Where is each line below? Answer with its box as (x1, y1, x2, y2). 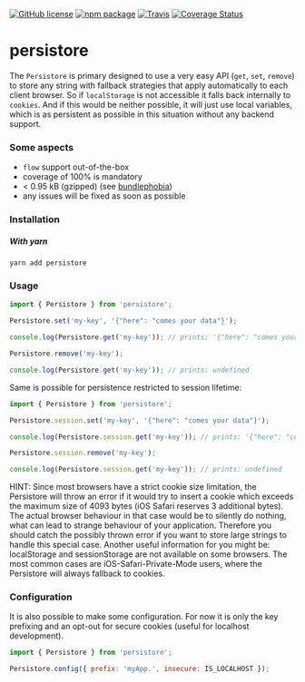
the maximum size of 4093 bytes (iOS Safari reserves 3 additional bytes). (9, 501, 284, 511)
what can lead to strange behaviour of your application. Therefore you (9, 520, 272, 531)
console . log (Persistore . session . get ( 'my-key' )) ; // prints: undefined (9, 465, 282, 474)
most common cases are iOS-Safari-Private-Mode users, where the (9, 559, 263, 570)
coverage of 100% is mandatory (22, 171, 143, 182)
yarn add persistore (9, 258, 88, 268)
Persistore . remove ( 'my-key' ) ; (9, 349, 124, 358)
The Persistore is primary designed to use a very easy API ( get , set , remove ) (9, 70, 295, 81)
